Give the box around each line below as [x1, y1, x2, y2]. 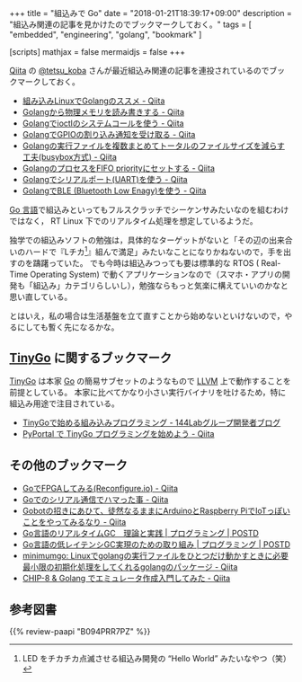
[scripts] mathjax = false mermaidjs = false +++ [9, 47, 186, 57]
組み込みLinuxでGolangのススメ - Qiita [22, 95, 165, 106]
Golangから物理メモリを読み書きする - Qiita [22, 107, 185, 117]
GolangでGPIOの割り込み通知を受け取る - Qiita [22, 129, 196, 139]
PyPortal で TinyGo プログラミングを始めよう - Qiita [22, 429, 215, 439]
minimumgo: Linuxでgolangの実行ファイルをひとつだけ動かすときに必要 [22, 551, 289, 562]
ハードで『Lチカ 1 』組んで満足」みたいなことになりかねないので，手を [24, 245, 284, 257]
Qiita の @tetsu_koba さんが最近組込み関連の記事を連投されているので [9, 66, 270, 75]
